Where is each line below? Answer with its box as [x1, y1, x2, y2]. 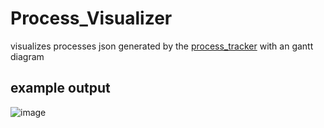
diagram [10, 50, 45, 62]
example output [10, 80, 111, 97]
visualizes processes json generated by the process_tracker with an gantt [10, 40, 314, 52]
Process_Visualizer [10, 7, 173, 30]
